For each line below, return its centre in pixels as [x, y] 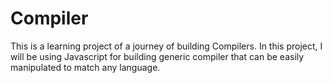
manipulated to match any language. [85, 67]
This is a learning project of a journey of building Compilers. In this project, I [166, 46]
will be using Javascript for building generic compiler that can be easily [157, 56]
